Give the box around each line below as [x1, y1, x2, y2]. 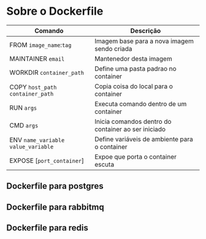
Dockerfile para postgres [6, 181, 104, 191]
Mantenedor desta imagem [94, 54, 173, 63]
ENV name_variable [9, 135, 65, 144]
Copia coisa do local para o [94, 82, 174, 90]
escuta [94, 160, 115, 169]
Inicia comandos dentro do [94, 117, 172, 126]
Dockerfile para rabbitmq [6, 202, 104, 212]
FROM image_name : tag [9, 40, 72, 49]
